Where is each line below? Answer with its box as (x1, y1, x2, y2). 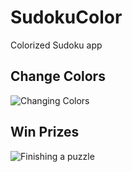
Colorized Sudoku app (10, 39, 103, 51)
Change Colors (10, 68, 106, 85)
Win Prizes (10, 124, 80, 141)
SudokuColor (10, 6, 123, 29)
